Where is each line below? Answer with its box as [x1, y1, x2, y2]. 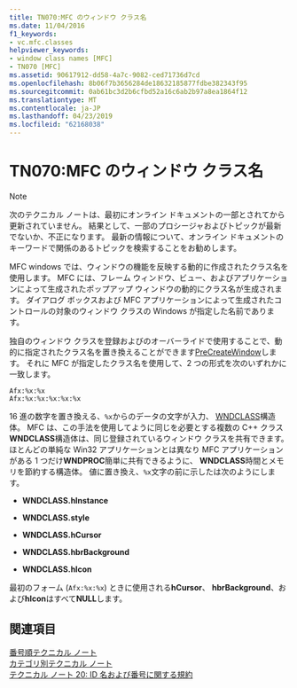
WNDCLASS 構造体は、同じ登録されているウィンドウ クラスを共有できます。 [9, 433, 289, 443]
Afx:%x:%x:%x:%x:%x [9, 394, 82, 403]
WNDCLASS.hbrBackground [21, 546, 130, 557]
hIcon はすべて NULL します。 [25, 593, 128, 604]
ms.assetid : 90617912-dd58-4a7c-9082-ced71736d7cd [9, 71, 200, 80]
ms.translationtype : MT [9, 95, 98, 105]
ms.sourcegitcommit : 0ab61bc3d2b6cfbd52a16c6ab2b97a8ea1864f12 [9, 87, 248, 96]
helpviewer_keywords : [9, 46, 90, 55]
